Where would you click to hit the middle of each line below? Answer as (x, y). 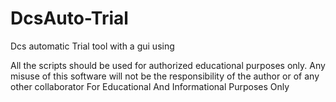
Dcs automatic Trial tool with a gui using (92, 46)
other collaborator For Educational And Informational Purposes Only (150, 86)
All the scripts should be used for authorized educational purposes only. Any (168, 65)
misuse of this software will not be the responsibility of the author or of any (165, 76)
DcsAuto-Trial (69, 18)
